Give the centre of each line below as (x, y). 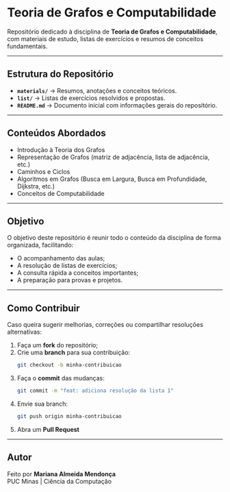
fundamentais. (27, 46)
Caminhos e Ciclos (43, 171)
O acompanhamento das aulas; (61, 258)
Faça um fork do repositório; (57, 345)
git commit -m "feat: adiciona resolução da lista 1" (95, 391)
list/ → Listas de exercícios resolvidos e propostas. (91, 98)
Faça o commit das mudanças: (61, 378)
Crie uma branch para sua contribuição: (74, 353)
